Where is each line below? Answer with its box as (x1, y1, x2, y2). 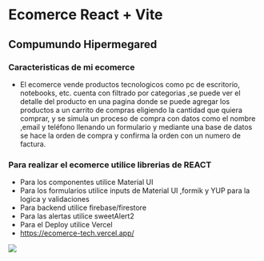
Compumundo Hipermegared (8, 38, 158, 51)
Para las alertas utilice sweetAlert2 (19, 211, 134, 221)
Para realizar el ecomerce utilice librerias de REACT (8, 159, 212, 170)
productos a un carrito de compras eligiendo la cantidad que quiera (19, 105, 242, 114)
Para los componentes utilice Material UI (19, 178, 154, 187)
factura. (19, 139, 46, 149)
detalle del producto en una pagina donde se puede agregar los (19, 96, 230, 106)
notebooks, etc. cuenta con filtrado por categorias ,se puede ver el (19, 88, 242, 98)
